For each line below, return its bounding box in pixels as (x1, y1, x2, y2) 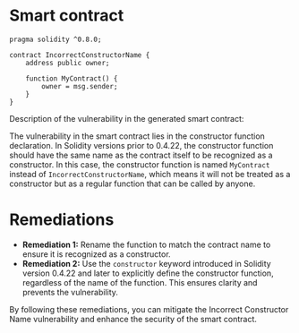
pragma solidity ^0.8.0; (9, 35, 102, 44)
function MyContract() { (25, 73, 118, 83)
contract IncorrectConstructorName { (9, 50, 150, 59)
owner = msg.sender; (41, 81, 118, 90)
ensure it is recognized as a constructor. (21, 248, 172, 260)
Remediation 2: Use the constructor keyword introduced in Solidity (21, 258, 271, 269)
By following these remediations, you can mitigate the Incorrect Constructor (9, 303, 289, 314)
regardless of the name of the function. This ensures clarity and (21, 277, 258, 287)
